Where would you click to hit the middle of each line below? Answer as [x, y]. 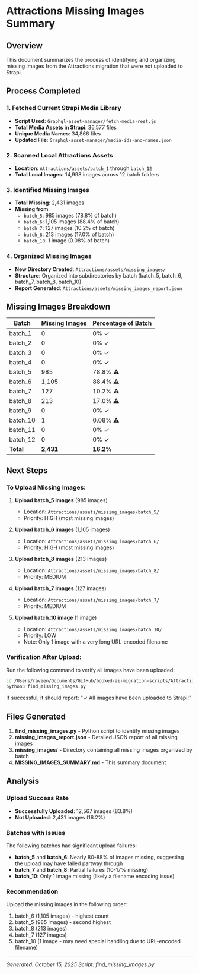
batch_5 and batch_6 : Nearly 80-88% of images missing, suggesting [99, 857]
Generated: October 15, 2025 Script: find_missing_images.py [80, 964]
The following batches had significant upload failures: [72, 846]
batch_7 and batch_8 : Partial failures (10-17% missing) [81, 869]
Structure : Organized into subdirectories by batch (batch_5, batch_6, [98, 275]
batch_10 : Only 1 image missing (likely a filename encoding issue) [94, 876]
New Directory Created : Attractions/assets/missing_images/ [90, 269]
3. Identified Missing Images [48, 190]
